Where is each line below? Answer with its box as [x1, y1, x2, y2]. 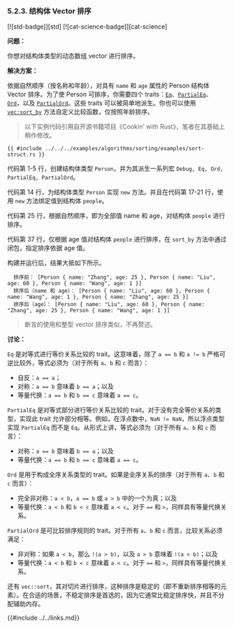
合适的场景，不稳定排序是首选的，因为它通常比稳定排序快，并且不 [28, 591, 219, 599]
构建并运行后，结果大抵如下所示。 [7, 258, 105, 267]
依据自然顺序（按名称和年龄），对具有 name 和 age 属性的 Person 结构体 [7, 82, 210, 90]
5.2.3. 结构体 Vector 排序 [7, 6, 92, 15]
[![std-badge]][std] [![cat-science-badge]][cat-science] [7, 22, 168, 31]
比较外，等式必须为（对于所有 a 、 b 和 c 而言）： [13, 358, 149, 367]
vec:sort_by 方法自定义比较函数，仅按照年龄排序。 [7, 108, 154, 116]
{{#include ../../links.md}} [7, 613, 80, 622]
